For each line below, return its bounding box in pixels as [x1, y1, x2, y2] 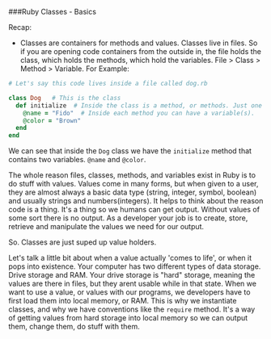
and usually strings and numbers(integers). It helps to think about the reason [8, 196, 264, 206]
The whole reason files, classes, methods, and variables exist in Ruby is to [8, 170, 256, 180]
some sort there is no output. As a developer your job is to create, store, [8, 213, 248, 223]
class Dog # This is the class [8, 94, 121, 102]
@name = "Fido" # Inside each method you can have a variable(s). [23, 109, 255, 117]
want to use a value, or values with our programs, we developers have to [8, 287, 251, 297]
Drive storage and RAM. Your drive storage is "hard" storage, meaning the [8, 270, 256, 280]
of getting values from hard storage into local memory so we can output [8, 313, 248, 323]
